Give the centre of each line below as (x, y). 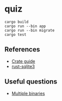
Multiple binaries (28, 93)
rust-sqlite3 (23, 66)
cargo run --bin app (25, 26)
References (22, 50)
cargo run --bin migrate (30, 30)
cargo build (16, 22)
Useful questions (31, 82)
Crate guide (23, 61)
